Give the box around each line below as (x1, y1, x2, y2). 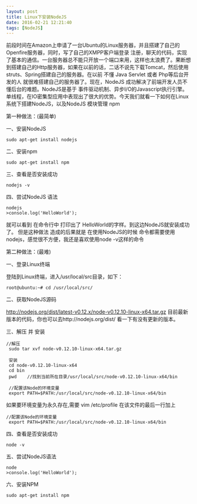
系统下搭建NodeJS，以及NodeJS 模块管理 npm (6, 100, 120, 107)
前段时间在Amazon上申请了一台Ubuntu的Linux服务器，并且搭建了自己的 (6, 42, 180, 49)
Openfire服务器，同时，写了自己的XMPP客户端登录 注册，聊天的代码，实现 (6, 49, 188, 56)
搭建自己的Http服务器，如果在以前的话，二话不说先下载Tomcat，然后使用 (11, 64, 189, 71)
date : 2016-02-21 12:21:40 (6, 19, 72, 25)
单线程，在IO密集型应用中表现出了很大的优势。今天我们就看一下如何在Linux (6, 93, 189, 100)
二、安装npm (6, 148, 38, 155)
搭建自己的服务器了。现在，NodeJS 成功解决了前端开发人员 (38, 79, 183, 86)
